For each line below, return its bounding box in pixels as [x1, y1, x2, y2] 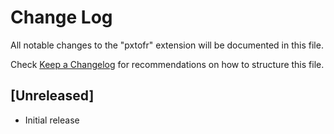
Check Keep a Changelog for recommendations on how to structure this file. [10, 58, 325, 70]
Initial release [24, 114, 80, 126]
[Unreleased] [10, 87, 95, 105]
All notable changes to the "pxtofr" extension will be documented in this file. [10, 39, 324, 51]
